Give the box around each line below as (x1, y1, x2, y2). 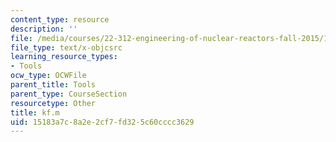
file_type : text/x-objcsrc (10, 42, 123, 53)
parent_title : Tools (10, 80, 97, 90)
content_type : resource (10, 14, 110, 25)
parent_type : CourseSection (10, 89, 128, 99)
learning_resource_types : (10, 52, 118, 62)
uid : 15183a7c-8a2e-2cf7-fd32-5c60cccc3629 (10, 117, 195, 127)
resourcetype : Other (10, 98, 97, 108)
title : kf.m (10, 107, 60, 118)
